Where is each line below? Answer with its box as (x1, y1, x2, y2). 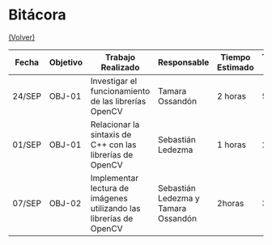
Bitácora (8, 6, 66, 24)
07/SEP (12, 197, 42, 209)
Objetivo (49, 57, 83, 68)
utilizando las (90, 202, 141, 213)
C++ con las (90, 139, 137, 150)
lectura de (90, 182, 130, 193)
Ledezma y (157, 192, 200, 204)
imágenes (90, 192, 128, 204)
